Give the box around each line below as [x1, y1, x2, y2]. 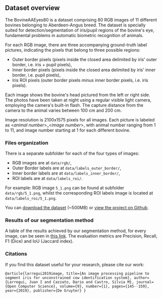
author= [134, 275, 150, 280]
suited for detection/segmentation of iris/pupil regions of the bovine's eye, [5, 27, 155, 33]
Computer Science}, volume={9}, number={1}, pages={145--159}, [18, 284, 150, 289]
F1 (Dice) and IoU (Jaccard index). [5, 238, 74, 244]
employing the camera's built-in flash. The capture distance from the [5, 102, 143, 108]
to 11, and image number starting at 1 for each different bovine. [5, 127, 131, 133]
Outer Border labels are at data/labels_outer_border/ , [12, 165, 121, 171]
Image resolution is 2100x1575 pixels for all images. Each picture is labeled [5, 117, 155, 122]
